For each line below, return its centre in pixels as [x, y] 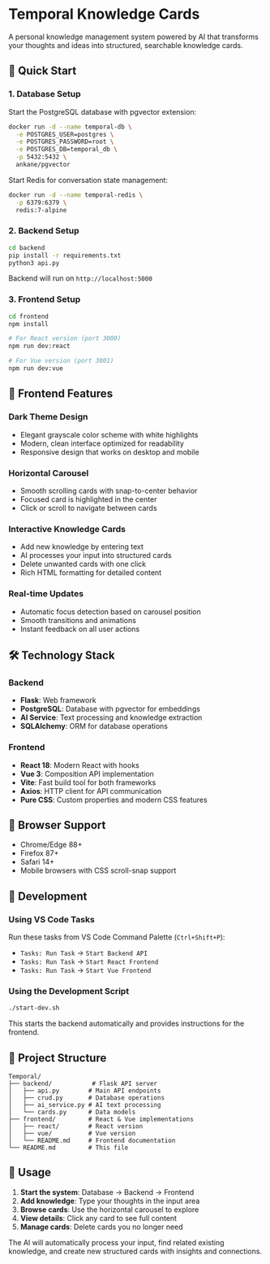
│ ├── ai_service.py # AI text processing [85, 1105]
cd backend [27, 248]
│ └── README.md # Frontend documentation [92, 1141]
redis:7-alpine [41, 210]
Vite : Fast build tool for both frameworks [88, 782]
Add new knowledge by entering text [82, 547]
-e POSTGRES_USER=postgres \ [65, 134]
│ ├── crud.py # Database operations [86, 1098]
